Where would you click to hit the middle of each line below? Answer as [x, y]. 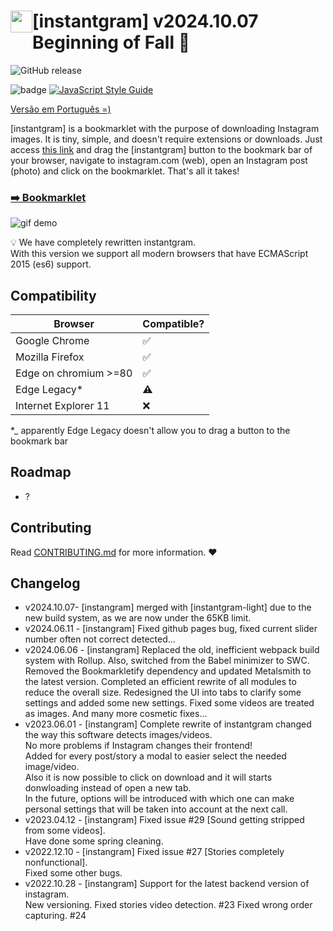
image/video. [52, 767]
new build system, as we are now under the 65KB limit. [138, 618]
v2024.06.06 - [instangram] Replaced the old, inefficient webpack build [172, 650]
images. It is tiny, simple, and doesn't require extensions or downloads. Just [166, 139]
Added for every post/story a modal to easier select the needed [155, 756]
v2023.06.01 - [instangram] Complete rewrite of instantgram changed [168, 724]
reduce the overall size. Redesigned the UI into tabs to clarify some [163, 692]
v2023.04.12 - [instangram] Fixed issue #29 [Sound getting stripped [164, 820]
